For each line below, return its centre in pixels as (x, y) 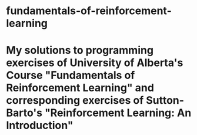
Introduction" (40, 126)
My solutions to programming (80, 50)
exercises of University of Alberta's (95, 63)
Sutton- (165, 101)
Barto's (24, 113)
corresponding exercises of (75, 101)
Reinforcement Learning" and (80, 88)
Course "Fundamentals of (71, 75)
